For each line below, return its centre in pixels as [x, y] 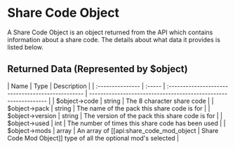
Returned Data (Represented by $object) [98, 69]
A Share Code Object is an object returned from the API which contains [110, 32]
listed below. [26, 47]
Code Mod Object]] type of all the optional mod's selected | [93, 138]
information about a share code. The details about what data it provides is [114, 39]
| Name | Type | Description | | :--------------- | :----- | [87, 86]
